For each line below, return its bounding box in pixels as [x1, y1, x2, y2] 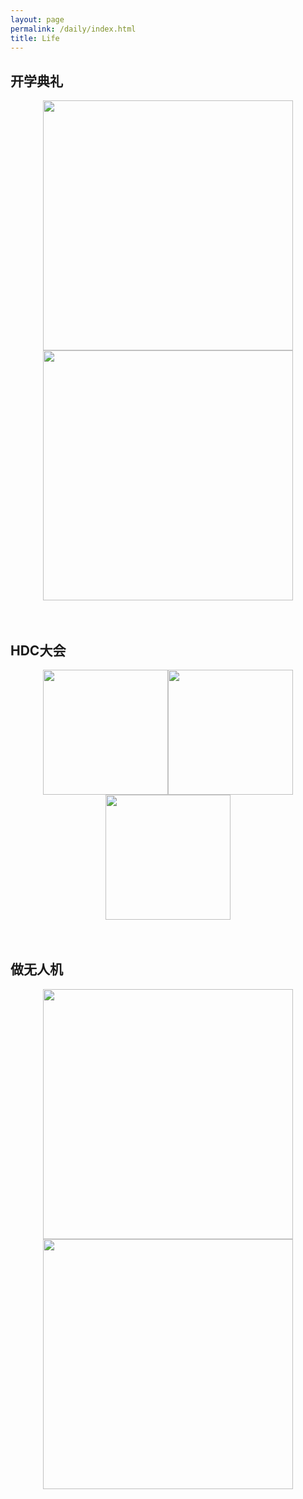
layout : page [10, 14, 65, 25]
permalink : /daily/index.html [10, 24, 137, 34]
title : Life [10, 33, 60, 43]
